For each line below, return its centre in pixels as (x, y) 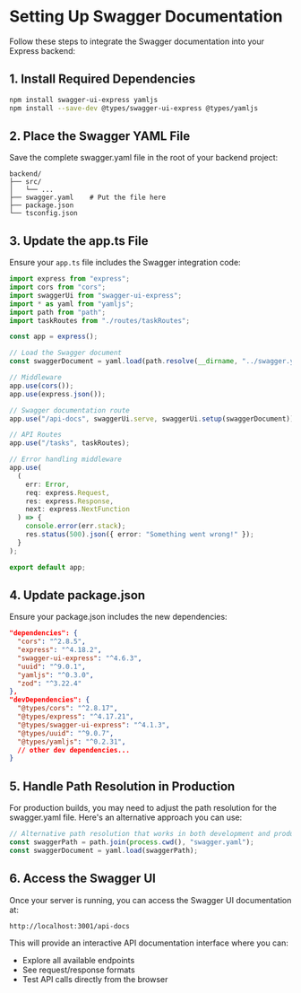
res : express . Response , (70, 501)
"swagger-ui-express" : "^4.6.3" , (80, 658)
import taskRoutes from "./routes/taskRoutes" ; (100, 320)
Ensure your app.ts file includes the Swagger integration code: (125, 263)
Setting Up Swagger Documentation (146, 17)
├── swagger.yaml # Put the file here (88, 198)
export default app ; (48, 567)
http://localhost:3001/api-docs (69, 926)
